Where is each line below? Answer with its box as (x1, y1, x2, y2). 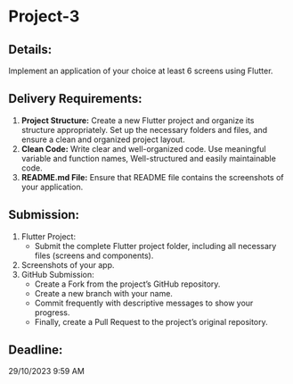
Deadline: (8, 342, 63, 358)
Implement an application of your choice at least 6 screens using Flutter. (8, 65, 273, 76)
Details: (8, 42, 53, 57)
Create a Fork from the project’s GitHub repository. (34, 279, 221, 289)
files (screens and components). (34, 250, 154, 261)
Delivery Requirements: (8, 91, 142, 106)
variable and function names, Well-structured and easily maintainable (20, 153, 277, 163)
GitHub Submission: (20, 269, 94, 280)
